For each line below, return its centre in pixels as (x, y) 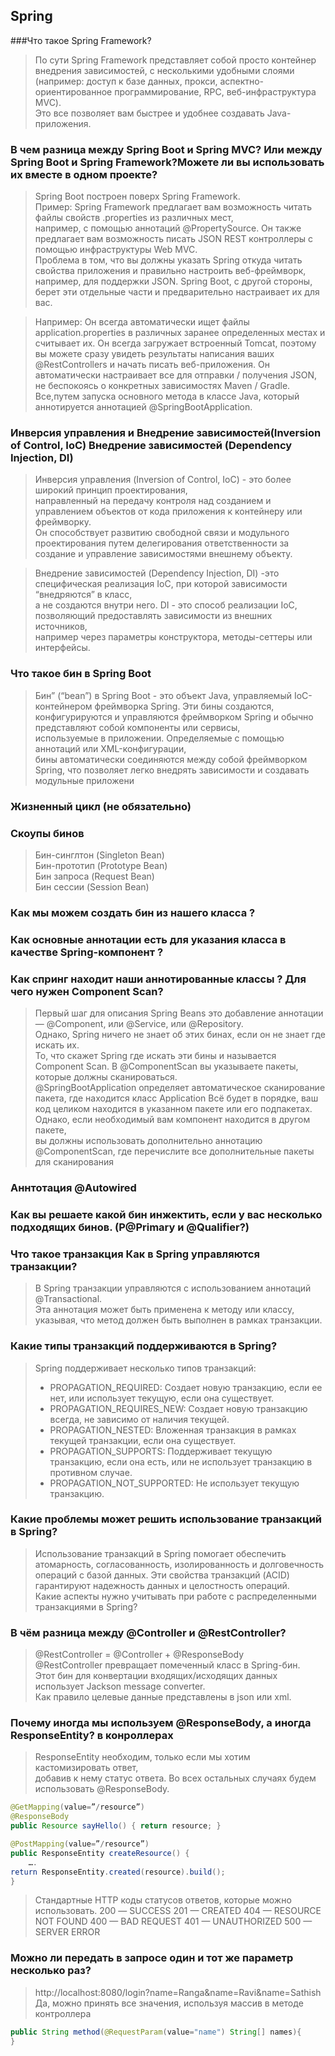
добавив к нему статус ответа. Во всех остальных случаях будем (175, 1778)
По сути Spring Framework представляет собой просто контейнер (175, 60)
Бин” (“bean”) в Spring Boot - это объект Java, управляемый (163, 695)
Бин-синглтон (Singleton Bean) (99, 855)
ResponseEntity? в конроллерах (92, 1736)
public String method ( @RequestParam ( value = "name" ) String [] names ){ (156, 2032)
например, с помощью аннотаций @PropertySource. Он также (168, 228)
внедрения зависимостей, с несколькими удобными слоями (164, 70)
